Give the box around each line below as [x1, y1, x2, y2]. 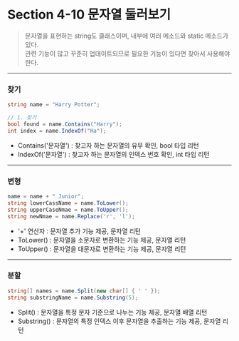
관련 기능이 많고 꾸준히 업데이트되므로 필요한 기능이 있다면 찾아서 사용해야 [24, 49, 230, 58]
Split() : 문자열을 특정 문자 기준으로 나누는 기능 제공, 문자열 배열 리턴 [17, 307, 208, 316]
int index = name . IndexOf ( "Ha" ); [7, 127, 107, 134]
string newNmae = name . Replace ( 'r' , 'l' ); [7, 213, 135, 220]
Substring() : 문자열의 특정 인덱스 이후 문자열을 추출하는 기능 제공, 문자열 [17, 317, 221, 325]
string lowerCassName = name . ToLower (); [7, 199, 129, 207]
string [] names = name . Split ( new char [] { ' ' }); [7, 287, 161, 295]
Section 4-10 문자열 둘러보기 [7, 6, 171, 23]
